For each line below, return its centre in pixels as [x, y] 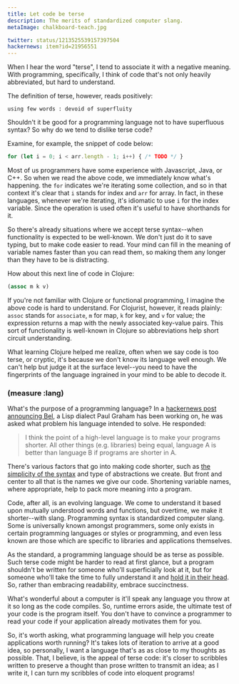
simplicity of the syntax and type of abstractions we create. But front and [115, 474]
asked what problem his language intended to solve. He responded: [107, 424]
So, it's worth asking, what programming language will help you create [111, 636]
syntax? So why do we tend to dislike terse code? [80, 130]
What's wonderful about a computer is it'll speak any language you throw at [118, 598]
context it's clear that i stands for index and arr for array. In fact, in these [115, 193]
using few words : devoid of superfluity [70, 109]
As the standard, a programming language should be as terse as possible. [116, 555]
